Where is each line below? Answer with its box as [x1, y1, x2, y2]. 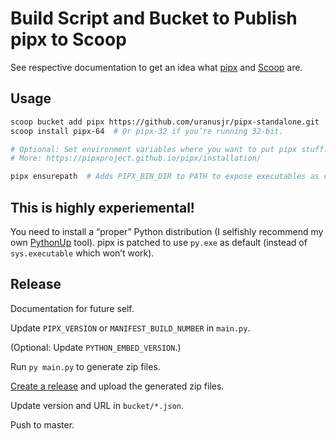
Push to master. [10, 418, 75, 431]
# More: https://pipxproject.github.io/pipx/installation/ [10, 153, 262, 164]
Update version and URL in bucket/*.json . [10, 399, 185, 411]
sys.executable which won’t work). [10, 247, 155, 259]
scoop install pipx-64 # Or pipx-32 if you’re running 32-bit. [10, 126, 284, 136]
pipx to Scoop [10, 28, 127, 51]
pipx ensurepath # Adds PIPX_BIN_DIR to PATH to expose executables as [10, 172, 320, 182]
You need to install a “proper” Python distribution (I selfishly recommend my [10, 225, 324, 237]
